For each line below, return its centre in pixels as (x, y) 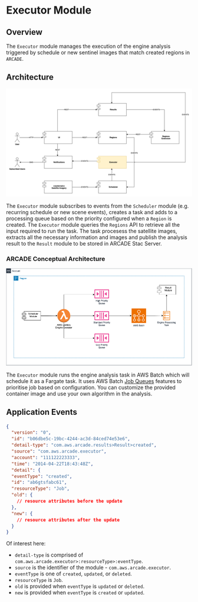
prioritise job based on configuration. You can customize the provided (91, 387)
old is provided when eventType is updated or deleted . (80, 586)
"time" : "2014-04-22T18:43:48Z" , (52, 464)
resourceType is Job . (39, 580)
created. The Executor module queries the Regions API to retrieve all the (93, 225)
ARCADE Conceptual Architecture (56, 259)
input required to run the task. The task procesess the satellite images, (92, 231)
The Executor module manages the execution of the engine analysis (88, 46)
